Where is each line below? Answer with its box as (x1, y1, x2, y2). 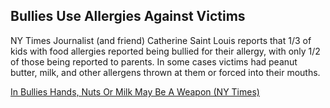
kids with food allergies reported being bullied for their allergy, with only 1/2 (10, 45, 321, 57)
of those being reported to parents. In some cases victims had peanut (10, 55, 298, 68)
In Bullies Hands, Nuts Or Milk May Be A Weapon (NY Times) (10, 85, 260, 98)
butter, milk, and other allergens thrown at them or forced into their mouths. (10, 66, 321, 78)
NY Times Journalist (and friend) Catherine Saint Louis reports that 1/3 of (10, 34, 312, 46)
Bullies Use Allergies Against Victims (10, 8, 246, 25)
